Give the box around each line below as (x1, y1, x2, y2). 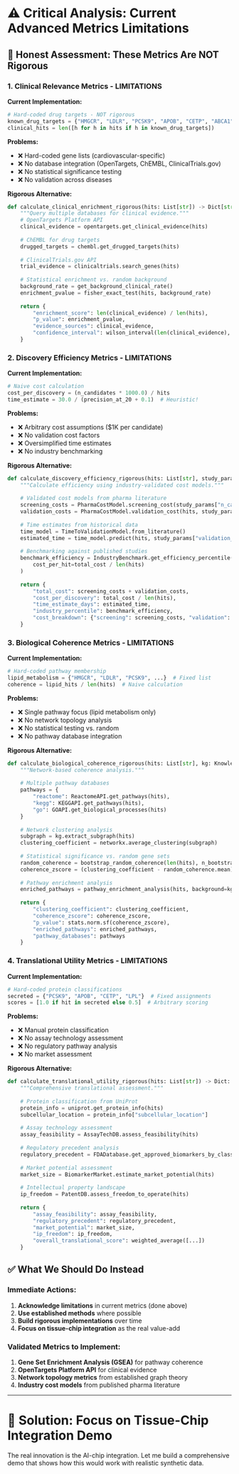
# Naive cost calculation (7, 383, 84, 390)
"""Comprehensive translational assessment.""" (20, 1084, 164, 1092)
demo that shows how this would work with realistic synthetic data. (7, 1458, 204, 1467)
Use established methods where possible (17, 1308, 142, 1317)
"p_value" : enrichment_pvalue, (33, 316, 126, 323)
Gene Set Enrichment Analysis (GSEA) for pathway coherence (17, 1358, 203, 1366)
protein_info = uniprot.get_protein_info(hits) (20, 1104, 164, 1112)
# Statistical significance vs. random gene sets (20, 853, 171, 860)
